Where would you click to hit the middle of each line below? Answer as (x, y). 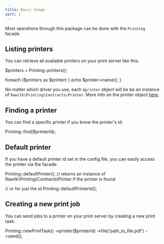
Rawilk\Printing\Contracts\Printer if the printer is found (60, 179)
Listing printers (29, 49)
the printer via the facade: (32, 164)
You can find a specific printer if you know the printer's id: (64, 122)
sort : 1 (13, 14)
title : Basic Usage (25, 10)
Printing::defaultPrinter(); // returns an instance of (55, 174)
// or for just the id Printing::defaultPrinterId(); (51, 188)
